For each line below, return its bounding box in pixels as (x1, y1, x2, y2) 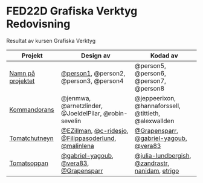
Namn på (9, 69, 35, 77)
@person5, (134, 62, 166, 70)
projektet (9, 77, 35, 85)
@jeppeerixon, (134, 94, 176, 102)
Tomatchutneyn (9, 134, 54, 143)
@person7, (134, 77, 166, 85)
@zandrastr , (134, 159, 170, 167)
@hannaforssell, (134, 101, 181, 110)
